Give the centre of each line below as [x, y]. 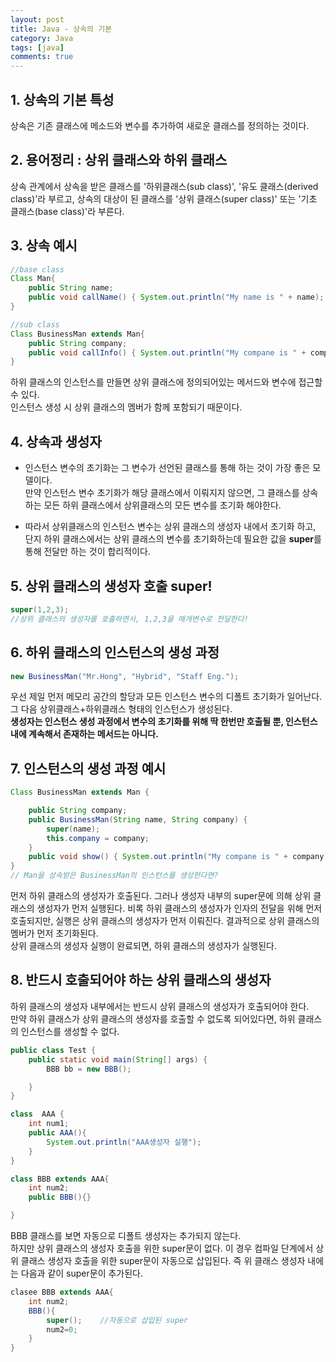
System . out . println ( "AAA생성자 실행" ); [124, 1142]
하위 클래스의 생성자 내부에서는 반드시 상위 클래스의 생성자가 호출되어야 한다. [160, 1006]
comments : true [42, 57]
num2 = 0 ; [62, 1329]
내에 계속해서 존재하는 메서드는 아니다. [84, 734]
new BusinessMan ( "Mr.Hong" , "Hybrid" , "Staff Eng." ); [125, 676]
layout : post [37, 19]
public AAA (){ [57, 1133]
